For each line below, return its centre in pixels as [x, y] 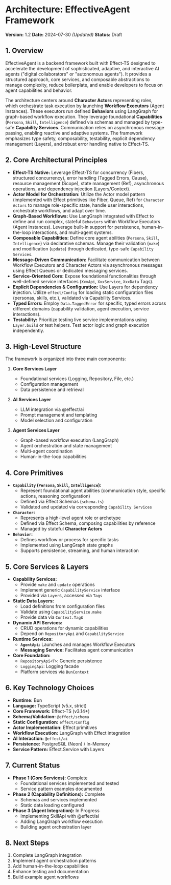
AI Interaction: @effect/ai [40, 738]
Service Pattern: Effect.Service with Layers [58, 749]
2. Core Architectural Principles [56, 160]
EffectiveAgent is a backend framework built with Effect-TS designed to [80, 63]
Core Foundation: [32, 655]
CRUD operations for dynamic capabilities [64, 628]
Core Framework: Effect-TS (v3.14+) [51, 711]
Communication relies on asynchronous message [113, 127]
